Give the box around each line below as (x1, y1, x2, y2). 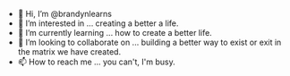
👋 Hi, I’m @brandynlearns (17, 9, 112, 19)
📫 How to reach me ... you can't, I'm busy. (17, 56, 176, 67)
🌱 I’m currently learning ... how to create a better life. (17, 28, 212, 38)
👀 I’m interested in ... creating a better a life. (17, 18, 179, 29)
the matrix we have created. (17, 46, 122, 57)
